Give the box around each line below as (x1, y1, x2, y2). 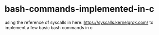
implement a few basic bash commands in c (4, 24, 93, 30)
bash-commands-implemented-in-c (4, 3, 154, 15)
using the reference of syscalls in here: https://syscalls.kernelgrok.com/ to (4, 19, 154, 25)
